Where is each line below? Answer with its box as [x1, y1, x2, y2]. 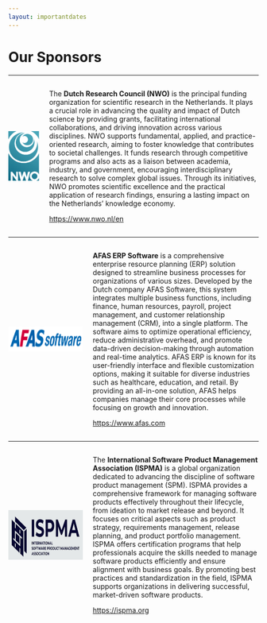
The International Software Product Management [92, 455, 258, 464]
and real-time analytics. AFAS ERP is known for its [92, 352, 257, 362]
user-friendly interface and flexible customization [92, 360, 254, 370]
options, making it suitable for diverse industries [92, 369, 250, 378]
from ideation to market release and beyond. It [92, 505, 245, 515]
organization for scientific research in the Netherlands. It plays [48, 97, 253, 106]
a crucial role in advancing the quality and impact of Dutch [48, 106, 241, 115]
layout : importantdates [8, 13, 87, 21]
